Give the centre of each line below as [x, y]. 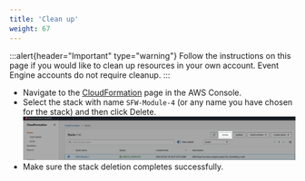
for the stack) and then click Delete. [89, 111]
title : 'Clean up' [44, 19]
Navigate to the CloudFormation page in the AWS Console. [132, 92]
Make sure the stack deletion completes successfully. [123, 167]
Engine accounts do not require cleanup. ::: [90, 75]
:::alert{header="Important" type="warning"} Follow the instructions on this [150, 55]
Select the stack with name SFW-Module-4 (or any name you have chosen [157, 102]
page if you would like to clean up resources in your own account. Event [144, 65]
